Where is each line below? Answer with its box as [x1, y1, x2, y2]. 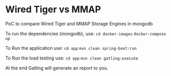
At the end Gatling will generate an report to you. [5, 65, 109, 71]
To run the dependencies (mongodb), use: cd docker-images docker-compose [5, 30, 166, 36]
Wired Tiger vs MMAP [5, 4, 101, 15]
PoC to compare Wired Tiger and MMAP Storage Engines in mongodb [5, 21, 153, 27]
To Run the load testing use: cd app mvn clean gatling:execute [5, 55, 139, 61]
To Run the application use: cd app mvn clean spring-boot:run [5, 45, 137, 51]
